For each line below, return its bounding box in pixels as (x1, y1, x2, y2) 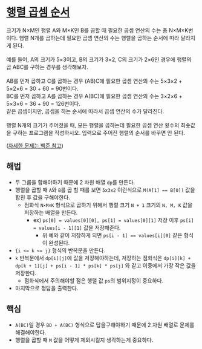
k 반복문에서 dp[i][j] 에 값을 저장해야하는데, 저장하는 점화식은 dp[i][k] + (15, 254, 191, 261)
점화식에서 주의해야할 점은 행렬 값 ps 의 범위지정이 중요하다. (24, 276, 164, 284)
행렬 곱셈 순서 (6, 5, 70, 19)
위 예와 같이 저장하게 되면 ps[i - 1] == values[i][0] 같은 (42, 231, 183, 239)
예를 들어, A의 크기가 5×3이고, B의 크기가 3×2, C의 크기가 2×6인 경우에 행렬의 (6, 56, 192, 63)
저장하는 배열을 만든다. (24, 209, 78, 216)
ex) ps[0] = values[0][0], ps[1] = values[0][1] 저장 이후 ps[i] (33, 216, 194, 224)
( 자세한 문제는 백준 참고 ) (6, 142, 64, 149)
